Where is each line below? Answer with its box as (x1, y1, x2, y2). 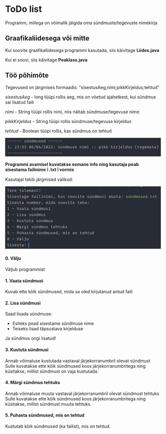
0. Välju (5, 256, 21, 261)
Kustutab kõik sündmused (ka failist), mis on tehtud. (5, 424, 111, 430)
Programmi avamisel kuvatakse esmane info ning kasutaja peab (5, 161, 139, 167)
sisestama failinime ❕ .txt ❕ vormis (5, 167, 74, 173)
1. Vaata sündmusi (5, 278, 43, 284)
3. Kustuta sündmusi (5, 347, 49, 353)
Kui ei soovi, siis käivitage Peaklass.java (5, 57, 88, 63)
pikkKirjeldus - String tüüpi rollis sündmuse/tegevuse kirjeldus (5, 118, 132, 124)
